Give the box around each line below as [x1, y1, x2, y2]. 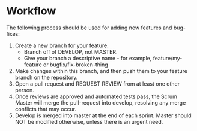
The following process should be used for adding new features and [6, 24, 172, 31]
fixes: [6, 30, 20, 37]
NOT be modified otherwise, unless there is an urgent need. [14, 118, 163, 125]
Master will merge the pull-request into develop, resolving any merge [14, 99, 186, 106]
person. [14, 86, 34, 93]
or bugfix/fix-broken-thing [43, 61, 108, 68]
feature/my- [153, 54, 183, 62]
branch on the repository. [14, 74, 78, 81]
